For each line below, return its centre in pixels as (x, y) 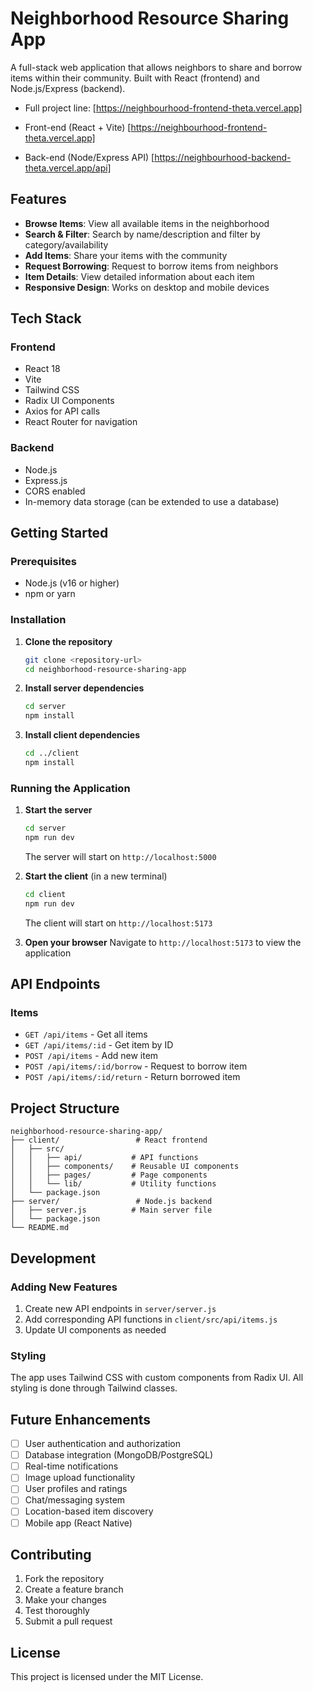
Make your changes (65, 1600)
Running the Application (70, 788)
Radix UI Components (69, 401)
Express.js (46, 480)
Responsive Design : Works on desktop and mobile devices (147, 287)
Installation (38, 620)
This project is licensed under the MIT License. (107, 1677)
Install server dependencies (84, 688)
